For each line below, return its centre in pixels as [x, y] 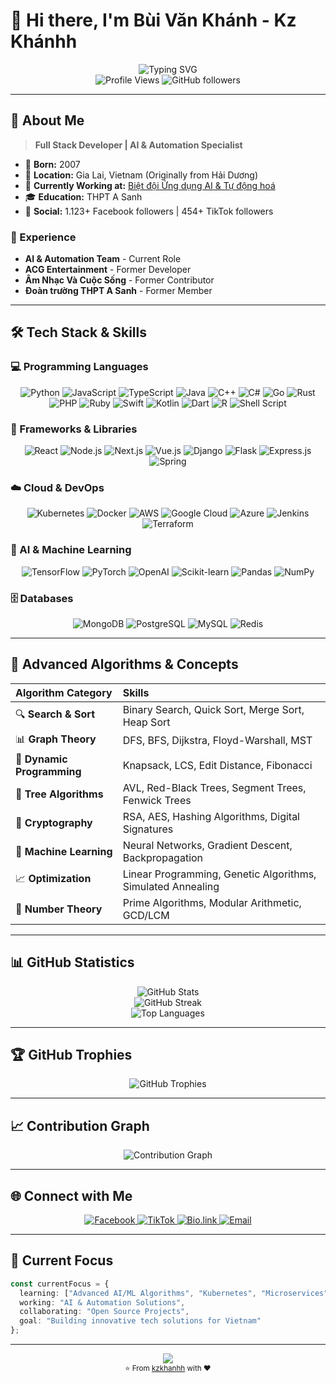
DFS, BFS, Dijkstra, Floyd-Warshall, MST [217, 741]
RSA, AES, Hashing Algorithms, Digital [211, 816]
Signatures [148, 829]
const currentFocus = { [60, 1284]
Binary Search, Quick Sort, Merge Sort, [213, 709]
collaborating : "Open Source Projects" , [104, 1312]
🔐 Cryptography [54, 822]
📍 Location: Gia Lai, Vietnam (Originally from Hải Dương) [141, 175]
